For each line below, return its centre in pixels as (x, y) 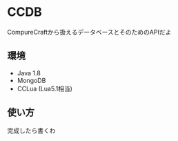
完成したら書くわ (31, 130)
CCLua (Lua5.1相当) (44, 88)
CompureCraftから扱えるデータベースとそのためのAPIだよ (89, 32)
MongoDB (31, 80)
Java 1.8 (29, 73)
